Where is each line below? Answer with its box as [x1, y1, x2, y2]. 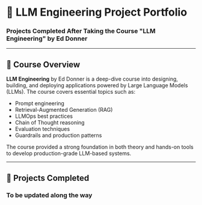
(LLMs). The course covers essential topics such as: [6, 88, 136, 96]
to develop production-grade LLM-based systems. [6, 150, 132, 157]
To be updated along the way [6, 191, 93, 199]
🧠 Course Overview [6, 60, 81, 70]
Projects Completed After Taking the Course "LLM [6, 27, 156, 35]
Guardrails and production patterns [14, 132, 102, 139]
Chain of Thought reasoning [14, 119, 85, 126]
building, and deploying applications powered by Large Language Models [6, 82, 188, 89]
